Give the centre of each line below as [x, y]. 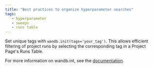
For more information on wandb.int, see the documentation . [65, 61]
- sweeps [20, 23]
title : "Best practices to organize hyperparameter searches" [69, 9]
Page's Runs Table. [24, 52]
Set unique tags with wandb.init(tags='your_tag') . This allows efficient [77, 41]
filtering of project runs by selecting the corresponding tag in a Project [76, 46]
